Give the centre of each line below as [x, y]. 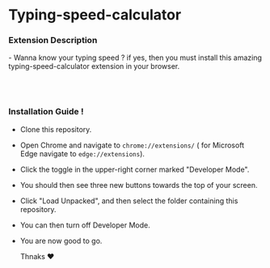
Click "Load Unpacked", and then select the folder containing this [129, 201]
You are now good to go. [61, 240]
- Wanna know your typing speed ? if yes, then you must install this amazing [135, 57]
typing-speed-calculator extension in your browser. [94, 66]
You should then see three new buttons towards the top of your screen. [139, 185]
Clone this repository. [56, 129]
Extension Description [53, 40]
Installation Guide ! [46, 112]
